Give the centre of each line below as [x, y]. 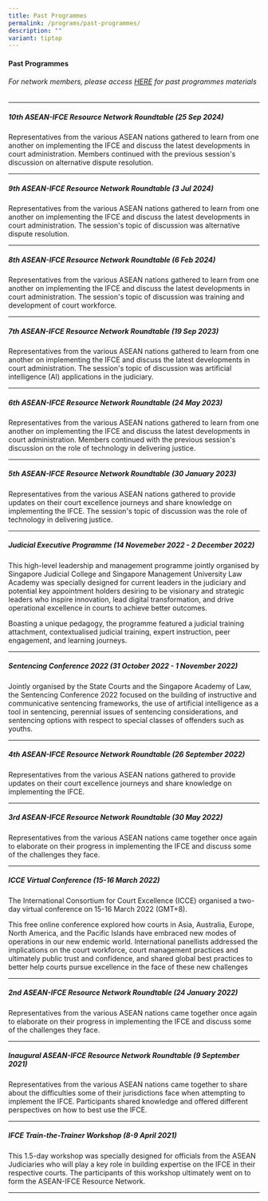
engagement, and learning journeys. [68, 640]
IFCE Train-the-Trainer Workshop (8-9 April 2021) [93, 1135]
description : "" [35, 30]
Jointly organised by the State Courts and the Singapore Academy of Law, [130, 686]
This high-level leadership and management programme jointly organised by [134, 565]
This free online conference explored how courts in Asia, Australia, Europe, [132, 925]
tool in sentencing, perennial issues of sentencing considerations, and [123, 711]
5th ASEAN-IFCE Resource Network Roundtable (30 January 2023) [122, 474]
